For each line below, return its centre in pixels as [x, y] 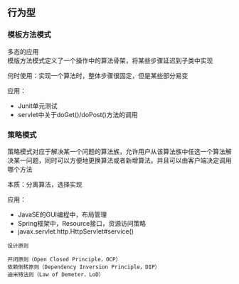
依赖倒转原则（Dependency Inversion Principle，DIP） [84, 267]
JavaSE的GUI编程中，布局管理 [62, 214]
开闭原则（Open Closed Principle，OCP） [64, 259]
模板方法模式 [30, 35]
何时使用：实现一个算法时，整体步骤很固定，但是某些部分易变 [98, 75]
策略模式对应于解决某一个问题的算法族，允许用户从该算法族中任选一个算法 [116, 151]
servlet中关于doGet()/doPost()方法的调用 [78, 114]
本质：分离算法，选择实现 [45, 184]
